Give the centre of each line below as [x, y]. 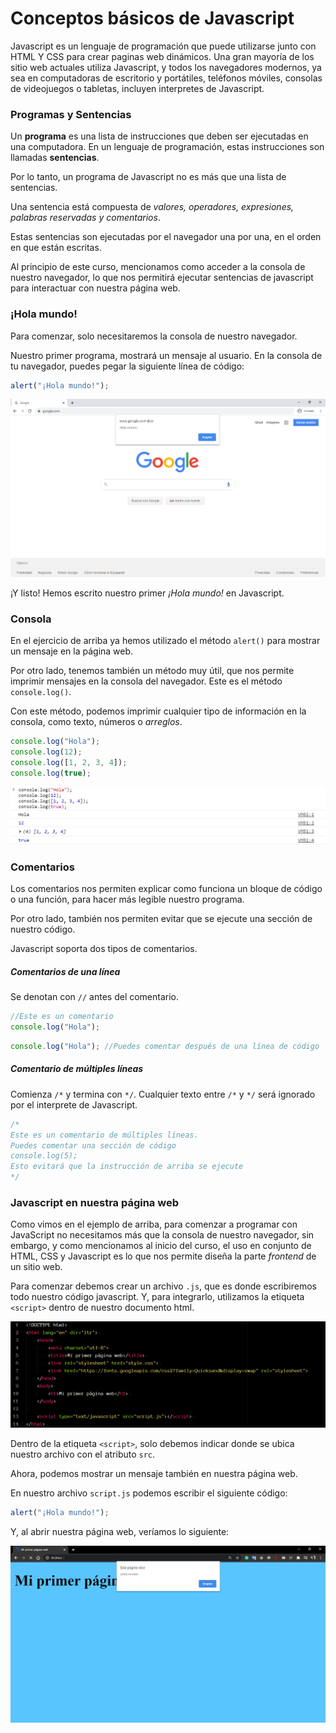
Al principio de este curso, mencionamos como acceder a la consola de [158, 267]
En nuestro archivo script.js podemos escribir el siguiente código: [149, 1493]
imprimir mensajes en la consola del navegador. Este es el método [146, 681]
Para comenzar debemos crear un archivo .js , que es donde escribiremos [163, 1286]
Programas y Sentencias [71, 114]
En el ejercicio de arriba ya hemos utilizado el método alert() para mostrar [165, 640]
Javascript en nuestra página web [94, 1203]
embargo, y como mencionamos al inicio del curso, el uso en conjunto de [161, 1246]
